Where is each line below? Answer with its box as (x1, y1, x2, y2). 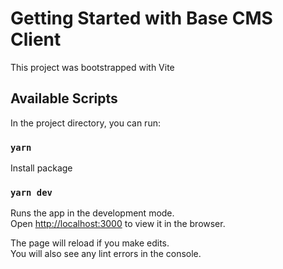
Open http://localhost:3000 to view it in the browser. (10, 218, 226, 230)
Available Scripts (10, 90, 118, 107)
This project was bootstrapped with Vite (10, 61, 175, 73)
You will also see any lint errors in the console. (10, 248, 202, 260)
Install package (10, 162, 73, 174)
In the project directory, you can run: (10, 117, 161, 129)
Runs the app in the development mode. (10, 207, 175, 219)
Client (10, 28, 62, 51)
